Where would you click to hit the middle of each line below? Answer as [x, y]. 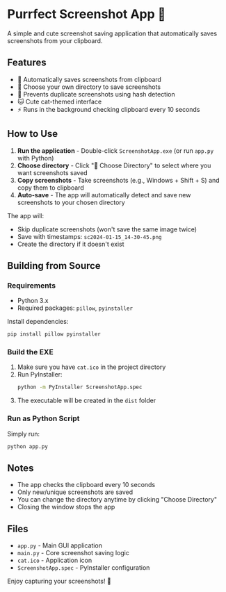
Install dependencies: [38, 322]
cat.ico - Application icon [55, 560]
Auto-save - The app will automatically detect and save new [104, 195]
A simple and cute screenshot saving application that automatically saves [112, 33]
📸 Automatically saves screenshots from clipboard [89, 79]
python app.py [28, 446]
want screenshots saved [53, 172]
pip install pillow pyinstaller [54, 334]
